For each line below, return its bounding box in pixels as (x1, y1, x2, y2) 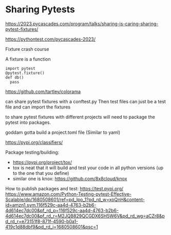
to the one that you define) (12, 170, 69, 176)
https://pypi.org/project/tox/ (12, 159, 72, 165)
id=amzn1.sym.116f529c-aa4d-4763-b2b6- (5, 202, 97, 208)
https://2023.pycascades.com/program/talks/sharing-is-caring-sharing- (5, 21, 159, 27)
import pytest (5, 66, 36, 71)
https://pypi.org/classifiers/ (5, 139, 63, 145)
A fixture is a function (5, 56, 51, 62)
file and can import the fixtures (5, 104, 71, 110)
